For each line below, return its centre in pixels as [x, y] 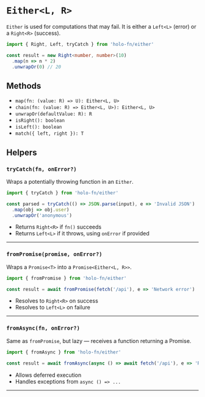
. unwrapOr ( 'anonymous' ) [42, 215]
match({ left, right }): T [49, 134]
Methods [24, 85]
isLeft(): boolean [38, 127]
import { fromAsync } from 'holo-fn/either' [64, 352]
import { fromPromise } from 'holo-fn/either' [67, 278]
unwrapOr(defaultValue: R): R [54, 114]
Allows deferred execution [48, 375]
